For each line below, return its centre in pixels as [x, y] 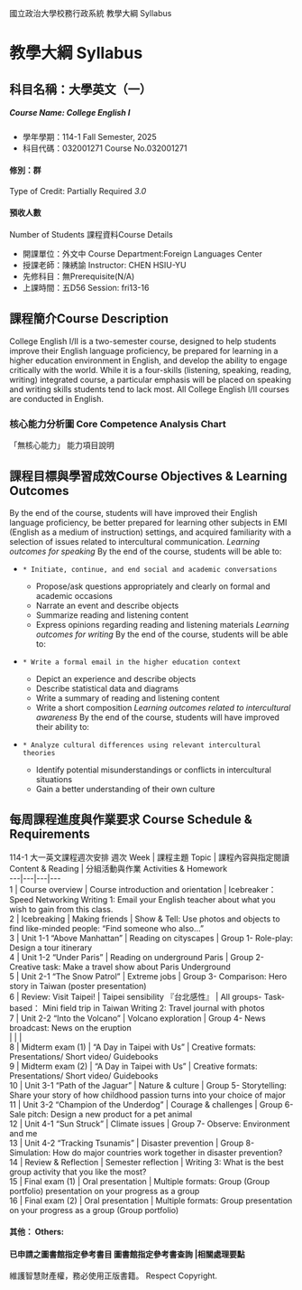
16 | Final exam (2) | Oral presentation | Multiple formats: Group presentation [151, 1201]
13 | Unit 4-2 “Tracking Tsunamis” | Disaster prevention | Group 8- [132, 1143]
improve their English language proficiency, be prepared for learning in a [144, 351]
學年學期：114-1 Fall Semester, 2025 [89, 136]
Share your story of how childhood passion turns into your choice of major [147, 1095]
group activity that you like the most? [78, 1172]
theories [39, 752]
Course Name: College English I [70, 113]
